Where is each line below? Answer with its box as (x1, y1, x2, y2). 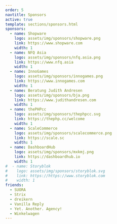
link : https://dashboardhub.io (14, 154, 81, 159)
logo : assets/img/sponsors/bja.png (14, 93, 90, 98)
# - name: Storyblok (5, 163, 51, 169)
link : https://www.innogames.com (14, 78, 85, 83)
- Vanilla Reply (10, 202, 44, 207)
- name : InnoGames (10, 69, 49, 74)
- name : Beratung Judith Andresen (10, 88, 83, 93)
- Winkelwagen (10, 211, 40, 216)
